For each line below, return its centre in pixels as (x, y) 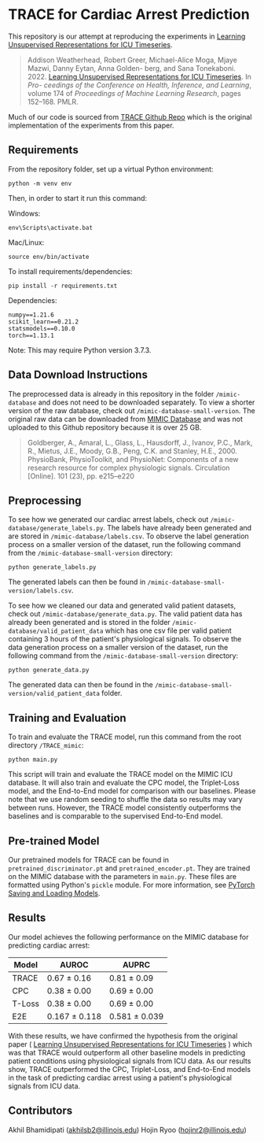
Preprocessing (45, 500)
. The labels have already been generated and (178, 528)
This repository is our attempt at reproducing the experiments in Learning (127, 36)
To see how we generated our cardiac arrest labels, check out (108, 519)
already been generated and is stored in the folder (89, 623)
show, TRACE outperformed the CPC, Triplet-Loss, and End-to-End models (130, 1069)
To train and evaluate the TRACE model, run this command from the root (125, 737)
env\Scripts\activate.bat (50, 227)
